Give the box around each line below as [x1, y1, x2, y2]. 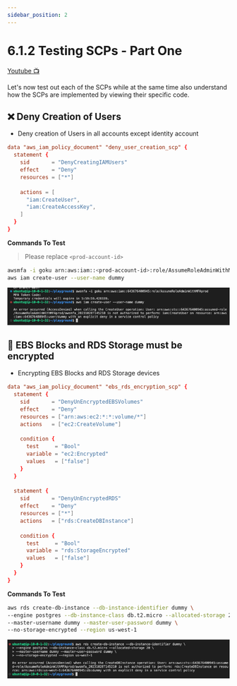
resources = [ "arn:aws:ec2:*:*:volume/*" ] [20, 413, 147, 420]
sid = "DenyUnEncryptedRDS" [20, 495, 121, 503]
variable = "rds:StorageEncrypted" [25, 547, 131, 554]
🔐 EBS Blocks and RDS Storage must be [7, 339, 183, 351]
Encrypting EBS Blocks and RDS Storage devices [17, 369, 160, 378]
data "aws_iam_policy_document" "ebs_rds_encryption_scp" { [7, 383, 188, 391]
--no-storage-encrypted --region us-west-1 [7, 627, 138, 634]
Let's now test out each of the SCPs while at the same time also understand [7, 83, 228, 91]
